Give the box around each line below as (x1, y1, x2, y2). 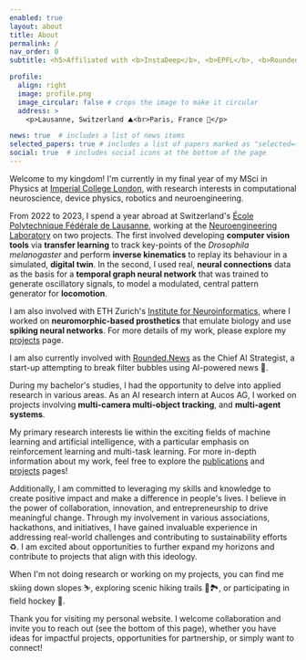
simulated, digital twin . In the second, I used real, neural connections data (9, 258, 291, 269)
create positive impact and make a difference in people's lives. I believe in (9, 492, 287, 503)
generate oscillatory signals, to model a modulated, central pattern (9, 278, 260, 288)
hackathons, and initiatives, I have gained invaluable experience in (9, 521, 258, 532)
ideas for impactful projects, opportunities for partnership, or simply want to (9, 632, 294, 644)
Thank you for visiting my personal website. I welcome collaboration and (9, 613, 281, 623)
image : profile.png (17, 89, 92, 99)
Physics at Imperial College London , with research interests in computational (9, 183, 297, 194)
